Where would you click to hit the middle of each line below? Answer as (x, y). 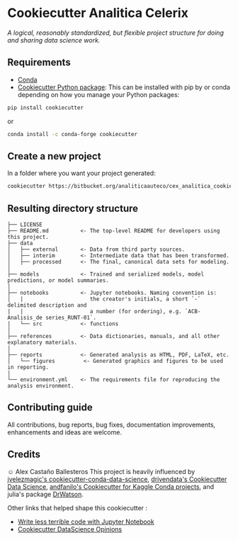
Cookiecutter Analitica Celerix (98, 13)
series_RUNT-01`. (71, 317)
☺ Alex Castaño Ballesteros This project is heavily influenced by (101, 471)
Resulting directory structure (73, 208)
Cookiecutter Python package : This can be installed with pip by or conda (124, 87)
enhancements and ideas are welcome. (65, 432)
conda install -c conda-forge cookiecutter (73, 134)
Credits (24, 455)
